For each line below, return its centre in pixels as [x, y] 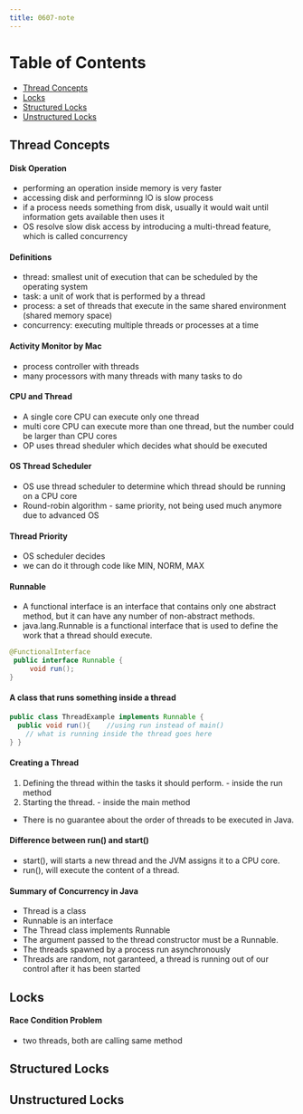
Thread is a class [54, 911]
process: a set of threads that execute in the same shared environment [154, 306]
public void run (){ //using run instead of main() [121, 725]
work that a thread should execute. [87, 636]
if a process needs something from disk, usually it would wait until [145, 207]
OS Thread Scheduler [51, 466]
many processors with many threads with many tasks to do [132, 376]
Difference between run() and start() [79, 840]
